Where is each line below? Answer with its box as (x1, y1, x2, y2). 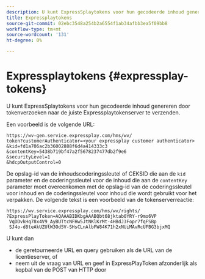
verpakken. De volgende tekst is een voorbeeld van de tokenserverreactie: (6, 196, 194, 203)
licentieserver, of (15, 253, 58, 260)
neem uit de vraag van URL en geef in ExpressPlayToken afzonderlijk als (15, 259, 197, 267)
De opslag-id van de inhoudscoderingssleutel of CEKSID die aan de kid (6, 169, 186, 177)
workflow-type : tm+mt (6, 26, 62, 32)
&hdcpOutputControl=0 (6, 159, 62, 165)
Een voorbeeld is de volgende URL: (6, 121, 95, 128)
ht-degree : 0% (6, 37, 43, 43)
